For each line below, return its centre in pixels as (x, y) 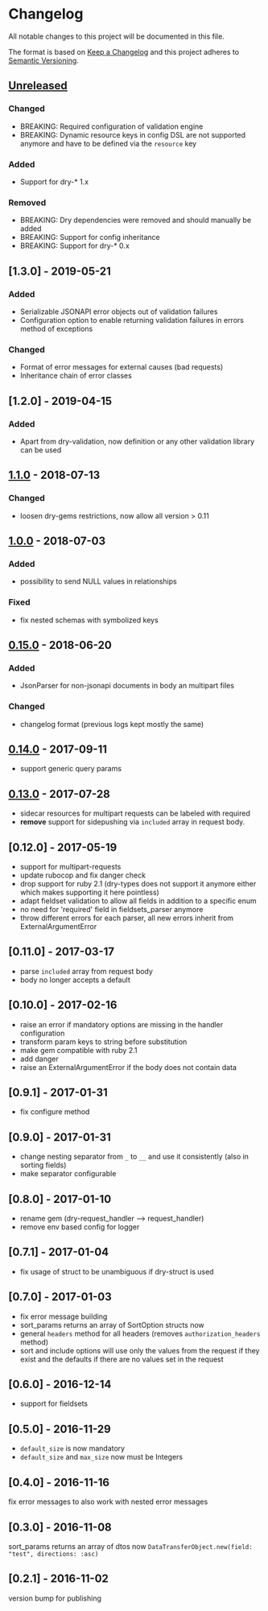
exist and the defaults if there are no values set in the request (122, 1359)
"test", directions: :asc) (54, 1554)
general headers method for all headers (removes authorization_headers (140, 1333)
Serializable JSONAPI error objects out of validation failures (119, 312)
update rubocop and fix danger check (83, 875)
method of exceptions (56, 328)
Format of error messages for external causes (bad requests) (122, 367)
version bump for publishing (55, 1598)
